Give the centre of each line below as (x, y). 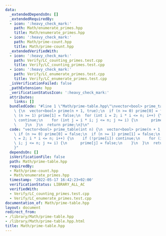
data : (11, 10)
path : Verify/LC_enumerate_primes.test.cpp (60, 74)
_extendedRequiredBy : (32, 19)
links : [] (24, 102)
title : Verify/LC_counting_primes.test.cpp (60, 65)
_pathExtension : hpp (31, 88)
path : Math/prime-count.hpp (43, 42)
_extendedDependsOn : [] (34, 14)
